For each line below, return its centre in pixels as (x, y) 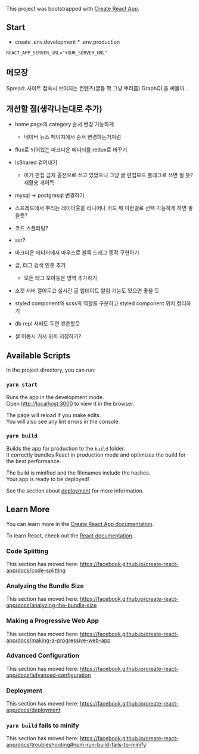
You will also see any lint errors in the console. (63, 421)
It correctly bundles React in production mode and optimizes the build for (96, 455)
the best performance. (34, 461)
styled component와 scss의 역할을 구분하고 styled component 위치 (95, 303)
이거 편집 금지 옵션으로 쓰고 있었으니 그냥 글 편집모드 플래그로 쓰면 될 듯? (108, 175)
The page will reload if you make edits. (54, 415)
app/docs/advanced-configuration (49, 675)
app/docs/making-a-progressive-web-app (58, 640)
